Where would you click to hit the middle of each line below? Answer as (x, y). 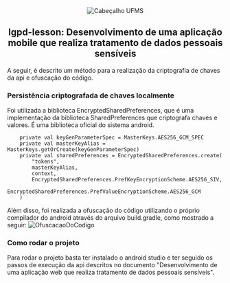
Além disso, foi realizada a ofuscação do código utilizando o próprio (104, 211)
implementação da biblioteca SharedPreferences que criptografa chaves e (112, 118)
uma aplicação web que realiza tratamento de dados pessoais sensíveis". (111, 272)
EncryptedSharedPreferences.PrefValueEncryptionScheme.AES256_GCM (104, 192)
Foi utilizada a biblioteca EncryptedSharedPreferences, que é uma (101, 111)
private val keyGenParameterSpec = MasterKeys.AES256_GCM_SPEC (112, 138)
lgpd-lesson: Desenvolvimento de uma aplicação (115, 33)
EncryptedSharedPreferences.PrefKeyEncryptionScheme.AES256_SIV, (127, 180)
